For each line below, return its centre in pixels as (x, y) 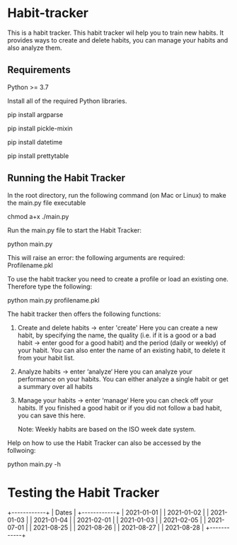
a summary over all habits (55, 386)
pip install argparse (35, 114)
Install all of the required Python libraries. (67, 101)
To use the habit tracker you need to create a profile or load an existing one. (118, 279)
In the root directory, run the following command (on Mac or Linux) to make (117, 195)
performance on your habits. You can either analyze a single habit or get (123, 379)
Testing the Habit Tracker (83, 492)
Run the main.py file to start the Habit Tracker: (75, 230)
